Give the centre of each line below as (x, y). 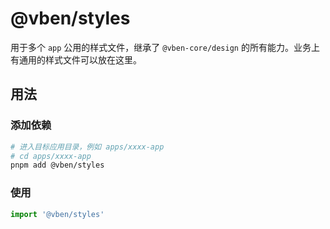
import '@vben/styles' (57, 214)
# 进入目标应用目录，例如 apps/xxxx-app (87, 147)
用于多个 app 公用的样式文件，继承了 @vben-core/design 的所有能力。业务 (161, 47)
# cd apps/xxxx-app (51, 156)
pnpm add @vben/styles (57, 165)
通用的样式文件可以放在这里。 (80, 59)
